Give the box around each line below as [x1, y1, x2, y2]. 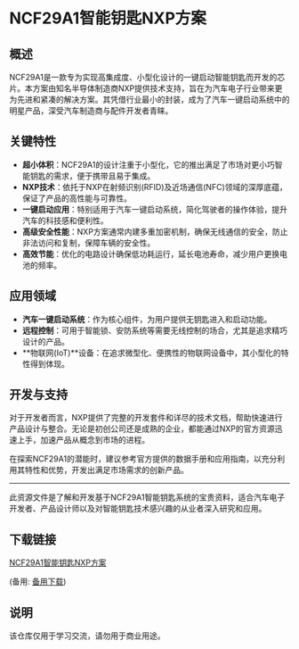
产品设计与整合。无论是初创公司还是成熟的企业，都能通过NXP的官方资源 [9, 423, 276, 434]
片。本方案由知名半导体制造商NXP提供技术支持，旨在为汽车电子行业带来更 [9, 83, 283, 94]
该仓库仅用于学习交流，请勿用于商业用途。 [9, 630, 166, 641]
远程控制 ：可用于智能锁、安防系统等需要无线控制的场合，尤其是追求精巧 [21, 325, 287, 336]
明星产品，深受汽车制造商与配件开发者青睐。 [9, 105, 174, 116]
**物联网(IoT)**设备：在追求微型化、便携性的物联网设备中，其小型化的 [21, 347, 282, 358]
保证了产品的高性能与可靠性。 [21, 193, 132, 204]
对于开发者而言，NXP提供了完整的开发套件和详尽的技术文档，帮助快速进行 [9, 412, 283, 423]
